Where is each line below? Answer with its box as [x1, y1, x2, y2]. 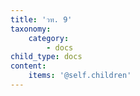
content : [10, 61, 47, 71]
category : [28, 33, 70, 43]
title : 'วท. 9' [10, 14, 73, 25]
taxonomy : [10, 24, 52, 34]
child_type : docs [10, 52, 83, 62]
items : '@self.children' [28, 71, 132, 81]
